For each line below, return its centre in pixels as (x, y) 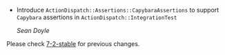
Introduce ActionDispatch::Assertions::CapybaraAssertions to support (118, 10)
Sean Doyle (33, 31)
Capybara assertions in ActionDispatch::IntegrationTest (97, 17)
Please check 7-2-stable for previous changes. (73, 44)
